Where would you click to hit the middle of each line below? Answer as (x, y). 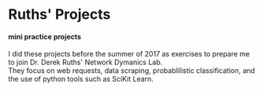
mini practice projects (44, 36)
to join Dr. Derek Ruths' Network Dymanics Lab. (85, 62)
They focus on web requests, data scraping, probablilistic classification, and (132, 71)
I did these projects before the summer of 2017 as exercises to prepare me (129, 54)
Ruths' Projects (59, 15)
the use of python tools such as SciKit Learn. (81, 79)
